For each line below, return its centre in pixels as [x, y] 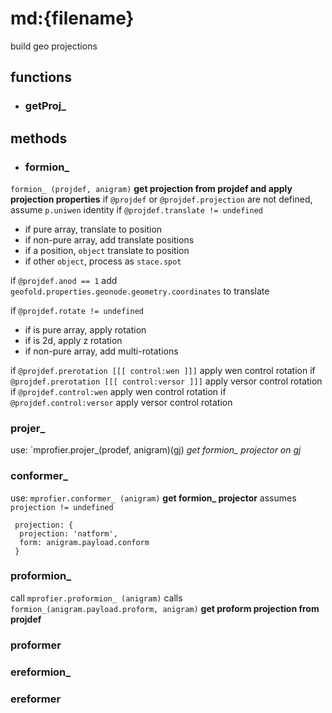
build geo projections [54, 46]
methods [39, 138]
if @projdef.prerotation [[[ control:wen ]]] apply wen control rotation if [163, 370]
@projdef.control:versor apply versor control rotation [121, 402]
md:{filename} [72, 18]
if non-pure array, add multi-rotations [101, 351]
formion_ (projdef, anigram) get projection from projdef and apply [151, 188]
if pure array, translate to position [93, 229]
